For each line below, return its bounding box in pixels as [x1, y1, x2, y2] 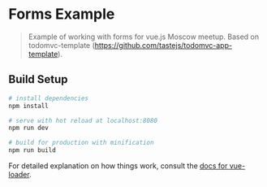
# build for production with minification [8, 139, 154, 147]
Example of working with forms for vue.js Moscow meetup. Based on [28, 32, 260, 41]
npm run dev [8, 124, 49, 133]
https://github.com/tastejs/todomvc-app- [94, 40, 233, 50]
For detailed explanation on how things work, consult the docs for [8, 161, 228, 171]
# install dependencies [8, 94, 89, 102]
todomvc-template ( [28, 40, 96, 50]
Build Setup [8, 72, 68, 86]
